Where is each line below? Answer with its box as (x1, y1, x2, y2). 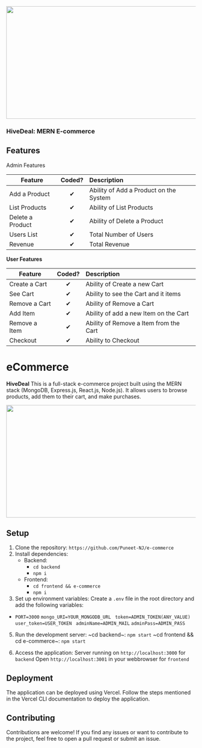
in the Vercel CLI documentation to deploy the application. (6, 695, 150, 702)
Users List (9, 230, 38, 239)
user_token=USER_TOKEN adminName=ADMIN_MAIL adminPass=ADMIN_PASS (14, 621, 185, 627)
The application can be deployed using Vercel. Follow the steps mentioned (6, 689, 191, 696)
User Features (6, 255, 43, 263)
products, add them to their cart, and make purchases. (6, 393, 141, 400)
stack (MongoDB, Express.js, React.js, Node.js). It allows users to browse (6, 386, 188, 394)
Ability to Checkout (85, 336, 139, 344)
